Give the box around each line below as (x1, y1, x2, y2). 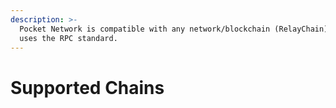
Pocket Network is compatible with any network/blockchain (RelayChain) (19, 24, 329, 34)
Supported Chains (10, 76, 165, 99)
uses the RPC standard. (19, 33, 118, 43)
